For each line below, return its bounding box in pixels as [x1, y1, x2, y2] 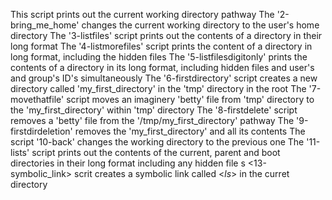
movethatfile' [10, 94, 65, 105]
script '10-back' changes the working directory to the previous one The [10, 136, 305, 148]
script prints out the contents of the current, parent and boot [31, 147, 281, 158]
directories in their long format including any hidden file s [10, 157, 246, 169]
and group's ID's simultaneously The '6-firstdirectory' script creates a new [10, 72, 318, 84]
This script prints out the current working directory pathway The [10, 9, 275, 20]
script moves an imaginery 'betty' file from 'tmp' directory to [66, 94, 315, 105]
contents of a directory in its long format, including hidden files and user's [10, 62, 315, 73]
